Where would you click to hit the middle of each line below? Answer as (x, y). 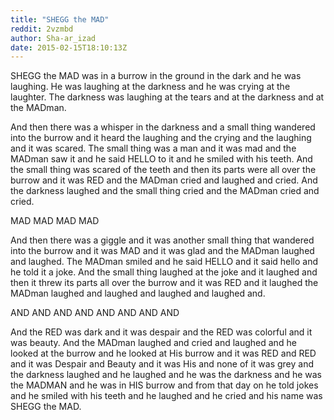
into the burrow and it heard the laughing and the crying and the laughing (161, 138)
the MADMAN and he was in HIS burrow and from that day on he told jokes (164, 385)
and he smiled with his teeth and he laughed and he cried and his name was (166, 396)
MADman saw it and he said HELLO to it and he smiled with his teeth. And (161, 159)
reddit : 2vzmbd (42, 29)
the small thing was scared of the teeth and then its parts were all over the (163, 170)
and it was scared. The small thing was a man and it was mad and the (153, 148)
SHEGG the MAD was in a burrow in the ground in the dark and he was (156, 76)
